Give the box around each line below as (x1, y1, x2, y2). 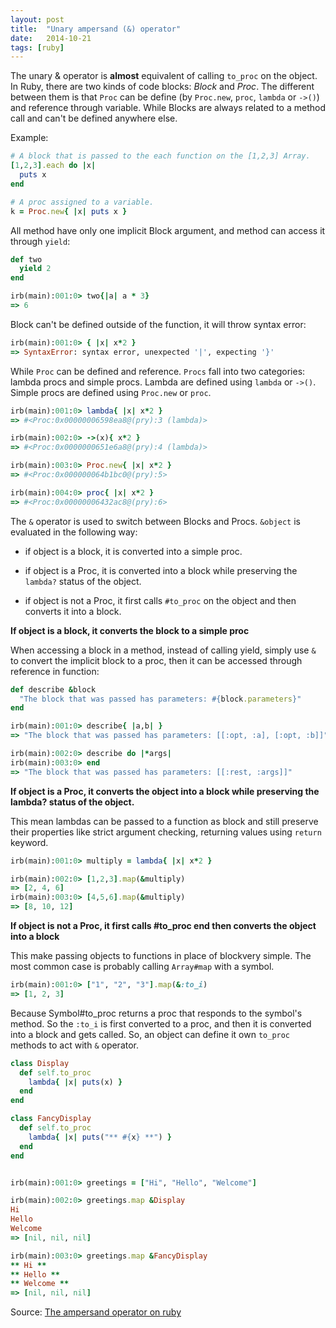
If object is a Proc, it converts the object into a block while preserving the (10, 785, 320, 797)
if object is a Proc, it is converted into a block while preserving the (24, 564, 298, 576)
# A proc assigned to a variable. (10, 197, 155, 207)
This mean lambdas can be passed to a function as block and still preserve (10, 815, 319, 827)
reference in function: (10, 665, 100, 677)
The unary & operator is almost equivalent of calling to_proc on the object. (10, 70, 318, 82)
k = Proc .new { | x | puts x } (10, 206, 128, 216)
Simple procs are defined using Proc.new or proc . (10, 386, 212, 398)
